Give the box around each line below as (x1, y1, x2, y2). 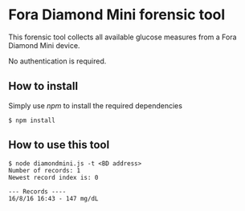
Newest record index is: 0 (8, 173, 99, 181)
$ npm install (8, 116, 56, 124)
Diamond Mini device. (8, 40, 80, 50)
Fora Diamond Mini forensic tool (8, 6, 226, 24)
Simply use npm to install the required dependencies (8, 100, 183, 110)
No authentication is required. (8, 56, 107, 66)
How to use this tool (8, 138, 110, 152)
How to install (8, 79, 79, 93)
